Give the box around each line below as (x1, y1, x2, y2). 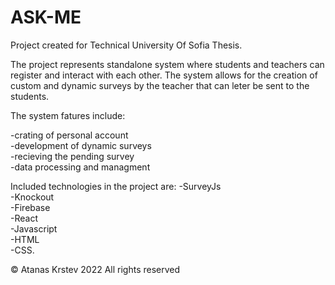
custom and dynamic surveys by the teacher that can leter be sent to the (10, 79, 310, 91)
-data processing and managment (10, 161, 151, 173)
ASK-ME (10, 6, 82, 29)
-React (10, 212, 38, 224)
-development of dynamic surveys (10, 139, 152, 151)
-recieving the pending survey (10, 150, 135, 162)
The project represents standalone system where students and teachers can (10, 58, 325, 70)
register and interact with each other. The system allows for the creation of (10, 69, 318, 81)
